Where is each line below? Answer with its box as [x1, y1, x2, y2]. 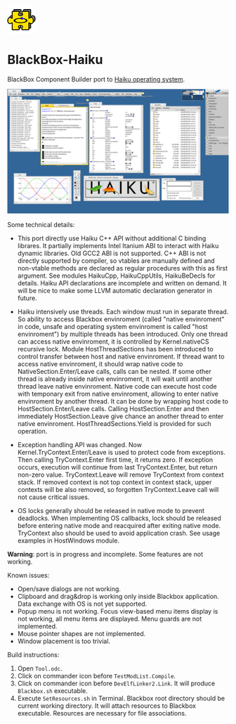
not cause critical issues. [17, 493, 90, 501]
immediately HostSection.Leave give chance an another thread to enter [17, 412, 224, 420]
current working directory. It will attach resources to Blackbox [17, 702, 197, 710]
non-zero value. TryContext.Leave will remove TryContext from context [17, 470, 224, 479]
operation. [17, 427, 48, 436]
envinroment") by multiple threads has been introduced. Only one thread [17, 330, 228, 339]
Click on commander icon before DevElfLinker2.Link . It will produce [17, 679, 216, 687]
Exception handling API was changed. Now [17, 441, 143, 449]
